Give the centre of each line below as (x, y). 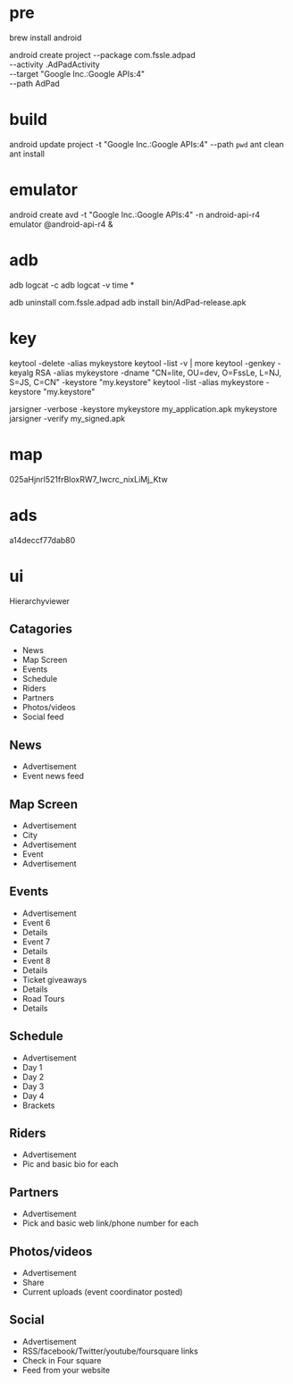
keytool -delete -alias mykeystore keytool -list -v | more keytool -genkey (142, 363)
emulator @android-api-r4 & (61, 224)
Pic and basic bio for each (70, 1164)
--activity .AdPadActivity (54, 64)
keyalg (21, 373)
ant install (27, 154)
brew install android (46, 38)
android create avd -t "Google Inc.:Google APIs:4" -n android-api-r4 (135, 214)
